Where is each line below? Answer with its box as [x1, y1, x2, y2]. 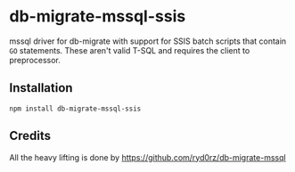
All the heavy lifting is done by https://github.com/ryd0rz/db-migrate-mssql [9, 152, 287, 162]
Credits [9, 128, 52, 143]
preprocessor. [9, 54, 61, 65]
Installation [9, 80, 73, 95]
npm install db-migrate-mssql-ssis [9, 104, 142, 113]
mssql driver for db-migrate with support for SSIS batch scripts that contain [9, 36, 287, 46]
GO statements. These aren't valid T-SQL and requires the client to [9, 45, 250, 55]
